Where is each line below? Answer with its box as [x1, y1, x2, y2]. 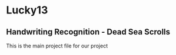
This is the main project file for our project [6, 42, 108, 49]
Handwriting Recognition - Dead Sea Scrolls [6, 27, 171, 37]
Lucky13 [6, 4, 48, 17]
